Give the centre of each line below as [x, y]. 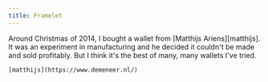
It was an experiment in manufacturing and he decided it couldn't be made [132, 47]
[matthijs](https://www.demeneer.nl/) [73, 70]
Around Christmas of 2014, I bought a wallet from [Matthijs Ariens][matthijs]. [134, 38]
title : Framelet [35, 16]
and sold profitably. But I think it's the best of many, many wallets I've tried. [132, 55]
